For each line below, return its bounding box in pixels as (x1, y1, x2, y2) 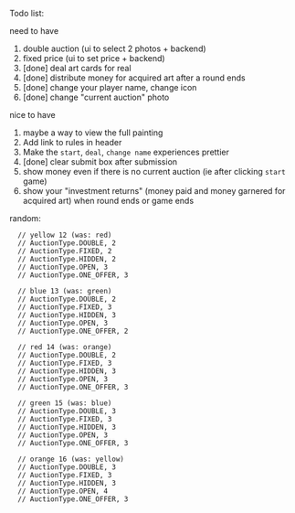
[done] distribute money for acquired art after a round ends (22, 72, 246, 83)
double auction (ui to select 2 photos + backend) (22, 43, 207, 54)
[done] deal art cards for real (22, 63, 132, 73)
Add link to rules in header (22, 137, 122, 147)
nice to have (9, 110, 57, 120)
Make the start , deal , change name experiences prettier (22, 146, 230, 157)
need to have (9, 26, 59, 36)
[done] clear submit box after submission (22, 156, 178, 167)
